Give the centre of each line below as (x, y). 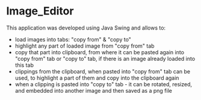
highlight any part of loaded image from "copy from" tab (85, 46)
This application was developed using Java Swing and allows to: (86, 28)
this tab (24, 65)
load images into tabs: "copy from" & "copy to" (73, 39)
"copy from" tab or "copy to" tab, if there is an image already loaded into (105, 58)
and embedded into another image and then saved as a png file (94, 90)
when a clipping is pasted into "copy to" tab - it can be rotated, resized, (104, 84)
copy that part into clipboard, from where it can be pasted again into (100, 52)
